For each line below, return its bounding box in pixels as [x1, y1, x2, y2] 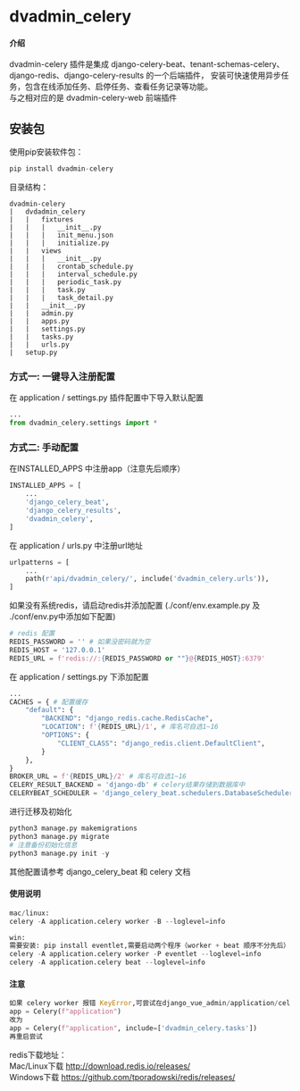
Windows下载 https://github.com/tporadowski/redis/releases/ [9, 1071, 236, 1082]
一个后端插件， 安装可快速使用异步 [153, 70, 281, 81]
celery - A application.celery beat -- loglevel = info [9, 958, 205, 967]
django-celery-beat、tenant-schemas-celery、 [111, 59, 285, 70]
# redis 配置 [9, 629, 55, 638]
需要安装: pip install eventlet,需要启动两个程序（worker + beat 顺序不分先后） [9, 941, 290, 951]
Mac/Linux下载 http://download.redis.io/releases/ [9, 1061, 191, 1071]
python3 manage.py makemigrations [9, 824, 138, 833]
